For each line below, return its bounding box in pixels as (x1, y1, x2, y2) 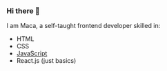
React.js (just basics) (16, 57, 77, 65)
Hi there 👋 (6, 6, 41, 16)
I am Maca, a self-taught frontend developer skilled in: (6, 22, 161, 30)
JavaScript (16, 49, 48, 57)
